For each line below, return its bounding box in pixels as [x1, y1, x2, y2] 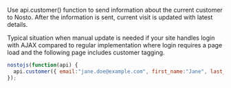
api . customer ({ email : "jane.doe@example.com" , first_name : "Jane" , [13, 68, 208, 75]
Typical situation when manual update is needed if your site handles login [7, 34, 215, 42]
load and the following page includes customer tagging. [7, 48, 165, 56]
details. [7, 21, 28, 28]
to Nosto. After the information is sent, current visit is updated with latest [7, 13, 213, 21]
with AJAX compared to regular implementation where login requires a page [7, 41, 223, 49]
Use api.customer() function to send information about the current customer [7, 6, 223, 14]
